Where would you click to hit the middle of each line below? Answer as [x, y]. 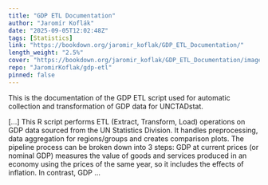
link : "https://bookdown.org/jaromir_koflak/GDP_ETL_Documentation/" [126, 45]
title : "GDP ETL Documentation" [62, 16]
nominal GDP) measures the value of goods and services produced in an [128, 155]
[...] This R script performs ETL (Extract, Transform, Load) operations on [127, 121]
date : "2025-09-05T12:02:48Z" [59, 30]
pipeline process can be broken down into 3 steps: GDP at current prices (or [134, 147]
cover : [19, 61]
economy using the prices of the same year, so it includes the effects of [126, 163]
